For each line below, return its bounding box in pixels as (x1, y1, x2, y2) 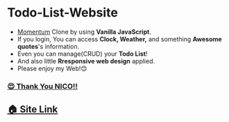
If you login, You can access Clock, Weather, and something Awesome (17, 34, 222, 43)
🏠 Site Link (7, 103, 58, 115)
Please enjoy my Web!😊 (17, 64, 87, 72)
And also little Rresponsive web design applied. (17, 57, 155, 65)
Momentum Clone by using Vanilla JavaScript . (17, 28, 151, 36)
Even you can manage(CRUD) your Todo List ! (17, 50, 148, 58)
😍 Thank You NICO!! (7, 81, 78, 91)
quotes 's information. (17, 42, 80, 50)
